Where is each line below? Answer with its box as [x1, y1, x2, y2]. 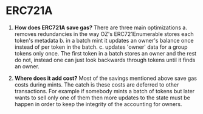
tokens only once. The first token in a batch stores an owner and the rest [14, 49, 197, 57]
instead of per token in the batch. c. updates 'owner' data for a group [14, 43, 188, 51]
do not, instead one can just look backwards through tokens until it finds [14, 56, 196, 63]
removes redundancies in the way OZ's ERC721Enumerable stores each [14, 30, 194, 37]
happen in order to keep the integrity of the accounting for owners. [14, 100, 182, 107]
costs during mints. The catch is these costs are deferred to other [14, 80, 179, 88]
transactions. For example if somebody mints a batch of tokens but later [14, 87, 195, 94]
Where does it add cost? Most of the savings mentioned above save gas [14, 74, 197, 82]
